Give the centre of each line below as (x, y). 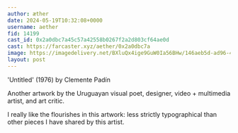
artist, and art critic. (36, 101)
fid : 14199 (23, 33)
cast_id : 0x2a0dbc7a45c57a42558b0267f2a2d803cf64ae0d (89, 40)
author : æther (28, 14)
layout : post (27, 60)
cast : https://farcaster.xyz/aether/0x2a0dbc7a (79, 46)
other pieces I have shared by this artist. (66, 122)
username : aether (33, 27)
